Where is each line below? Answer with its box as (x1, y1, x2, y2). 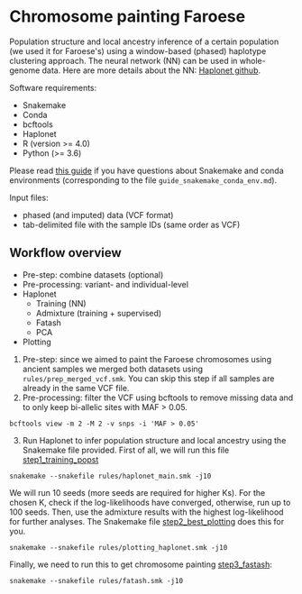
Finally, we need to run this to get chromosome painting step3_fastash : (9, 559, 272, 570)
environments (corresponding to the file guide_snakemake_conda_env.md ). (9, 174, 278, 186)
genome (9, 65, 41, 76)
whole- (239, 55, 266, 66)
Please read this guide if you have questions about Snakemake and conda (9, 165, 284, 176)
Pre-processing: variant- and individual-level (22, 279, 189, 289)
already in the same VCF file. (22, 382, 130, 393)
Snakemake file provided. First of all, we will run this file (22, 444, 230, 455)
